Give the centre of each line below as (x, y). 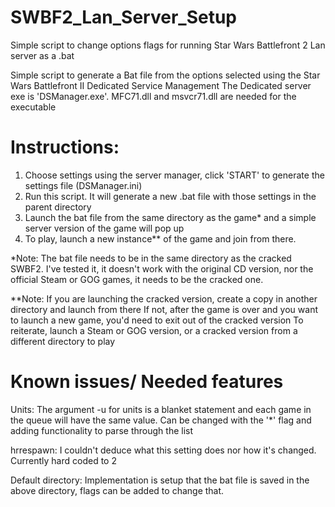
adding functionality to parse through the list (102, 430)
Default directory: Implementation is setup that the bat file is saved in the (160, 480)
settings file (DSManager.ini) (83, 185)
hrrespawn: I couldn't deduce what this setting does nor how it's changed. (163, 450)
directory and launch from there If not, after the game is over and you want (164, 309)
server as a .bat (42, 55)
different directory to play (63, 341)
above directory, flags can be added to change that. (117, 490)
